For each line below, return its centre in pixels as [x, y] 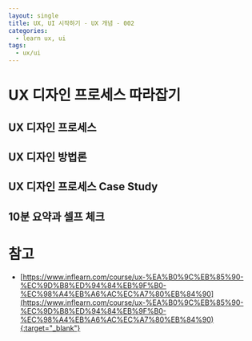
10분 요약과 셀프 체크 [57, 216]
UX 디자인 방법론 [48, 157]
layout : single [34, 16]
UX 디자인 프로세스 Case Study [83, 187]
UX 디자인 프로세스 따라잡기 [95, 95]
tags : [17, 46]
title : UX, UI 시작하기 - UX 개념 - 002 [71, 23]
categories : [28, 30]
